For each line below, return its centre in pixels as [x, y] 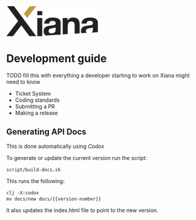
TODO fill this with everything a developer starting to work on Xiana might [98, 75]
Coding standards [37, 100]
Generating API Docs [46, 132]
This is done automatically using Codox [55, 146]
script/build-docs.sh [34, 170]
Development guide [57, 58]
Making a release [37, 113]
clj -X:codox [23, 193]
